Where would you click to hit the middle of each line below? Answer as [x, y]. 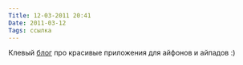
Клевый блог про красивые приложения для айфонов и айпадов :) [122, 53]
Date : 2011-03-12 [37, 23]
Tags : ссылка [30, 30]
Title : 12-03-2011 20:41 [50, 15]
